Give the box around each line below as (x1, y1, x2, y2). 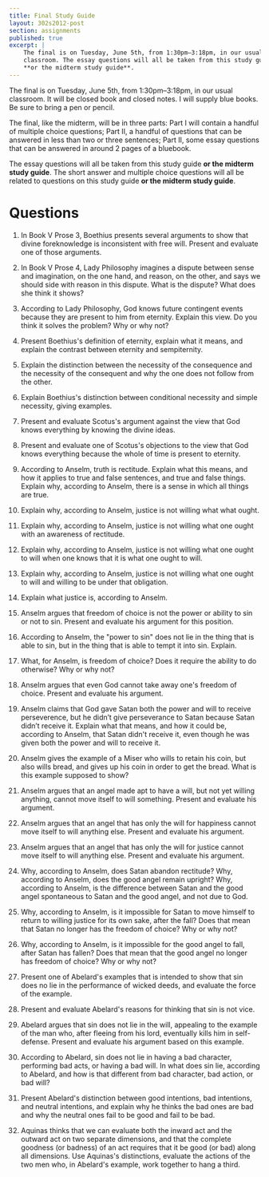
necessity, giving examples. (20, 401, 113, 410)
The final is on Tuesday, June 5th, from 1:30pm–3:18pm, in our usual (9, 85, 234, 95)
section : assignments (9, 26, 81, 34)
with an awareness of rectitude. (20, 529, 125, 539)
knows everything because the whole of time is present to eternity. (20, 449, 241, 458)
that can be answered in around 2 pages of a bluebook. (9, 143, 192, 153)
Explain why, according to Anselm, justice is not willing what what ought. (20, 505, 260, 515)
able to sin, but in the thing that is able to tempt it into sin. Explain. (20, 640, 238, 650)
